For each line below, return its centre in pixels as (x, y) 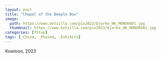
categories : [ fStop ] (27, 32)
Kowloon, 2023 (21, 51)
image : (12, 19)
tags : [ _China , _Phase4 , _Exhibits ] (43, 37)
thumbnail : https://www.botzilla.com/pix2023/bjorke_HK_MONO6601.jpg (83, 28)
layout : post (19, 10)
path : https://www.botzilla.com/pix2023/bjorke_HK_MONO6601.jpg (77, 23)
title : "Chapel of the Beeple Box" (42, 14)
